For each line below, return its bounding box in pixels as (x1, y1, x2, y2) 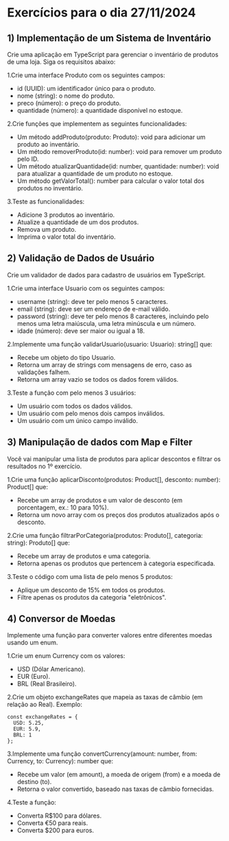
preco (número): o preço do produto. (16, 99, 121, 107)
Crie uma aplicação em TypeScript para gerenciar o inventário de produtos (7, 50, 219, 58)
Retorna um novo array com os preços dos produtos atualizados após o (16, 510, 219, 518)
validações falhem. (16, 368, 71, 376)
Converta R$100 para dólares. (16, 811, 101, 820)
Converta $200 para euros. (16, 827, 95, 835)
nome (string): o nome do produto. (16, 91, 115, 100)
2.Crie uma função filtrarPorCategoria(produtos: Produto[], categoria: (7, 531, 204, 539)
